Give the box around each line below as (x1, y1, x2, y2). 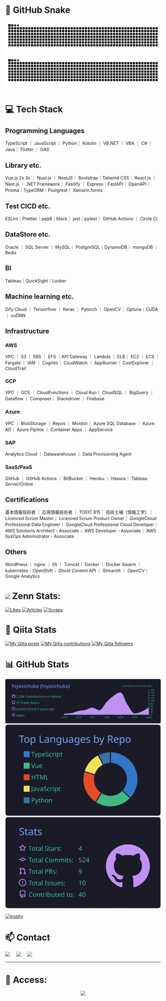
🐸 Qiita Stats (5, 624, 57, 635)
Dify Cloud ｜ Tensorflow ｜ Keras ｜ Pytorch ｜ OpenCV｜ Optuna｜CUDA (5, 306, 159, 312)
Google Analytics (5, 573, 40, 579)
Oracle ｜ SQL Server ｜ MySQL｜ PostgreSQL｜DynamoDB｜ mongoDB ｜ (5, 244, 159, 250)
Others (5, 548, 27, 556)
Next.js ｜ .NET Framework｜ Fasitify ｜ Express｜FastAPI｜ (5, 181, 127, 187)
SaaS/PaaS (5, 464, 32, 471)
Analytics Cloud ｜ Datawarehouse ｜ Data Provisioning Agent (5, 451, 132, 457)
